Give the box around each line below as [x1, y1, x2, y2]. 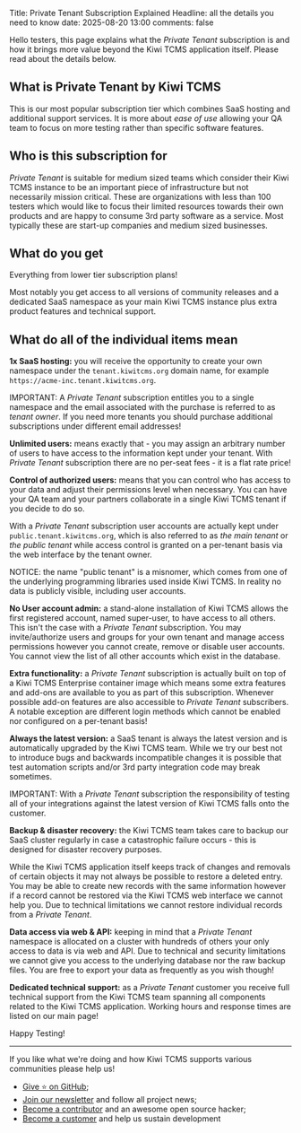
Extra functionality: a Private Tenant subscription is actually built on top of [9, 668, 287, 679]
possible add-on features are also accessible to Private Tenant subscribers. [9, 697, 289, 708]
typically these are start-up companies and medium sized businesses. [9, 220, 269, 231]
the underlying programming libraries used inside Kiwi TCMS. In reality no [9, 576, 282, 587]
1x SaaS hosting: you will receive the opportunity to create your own [9, 356, 262, 367]
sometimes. [9, 771, 53, 782]
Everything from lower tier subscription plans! [9, 269, 178, 281]
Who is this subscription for [9, 148, 168, 164]
